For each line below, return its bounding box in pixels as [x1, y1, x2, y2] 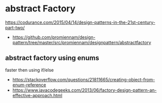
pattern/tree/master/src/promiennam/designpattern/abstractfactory [12, 39, 152, 45]
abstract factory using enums [5, 54, 100, 62]
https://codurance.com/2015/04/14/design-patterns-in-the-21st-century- [5, 19, 156, 25]
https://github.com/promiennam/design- [12, 34, 96, 40]
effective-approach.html [12, 92, 62, 98]
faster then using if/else [5, 67, 54, 73]
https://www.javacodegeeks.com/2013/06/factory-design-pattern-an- [12, 87, 157, 93]
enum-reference [12, 82, 46, 88]
